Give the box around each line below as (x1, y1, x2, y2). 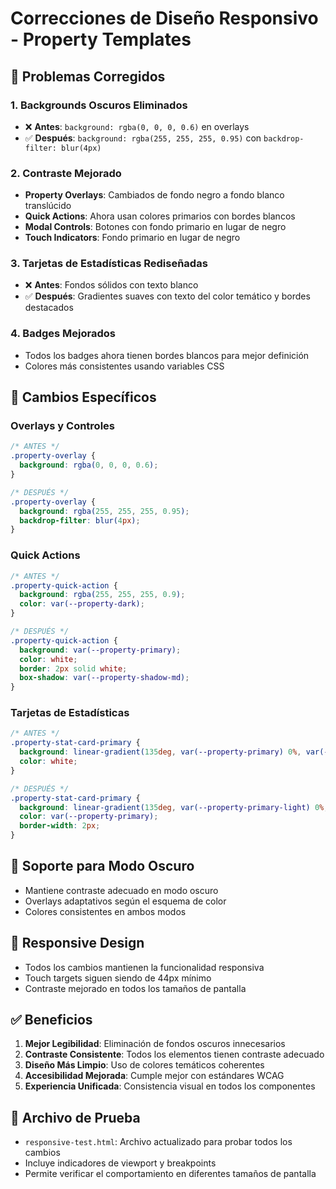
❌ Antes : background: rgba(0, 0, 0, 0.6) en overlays (24, 120, 250, 132)
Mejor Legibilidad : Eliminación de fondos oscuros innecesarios (24, 1038, 286, 1050)
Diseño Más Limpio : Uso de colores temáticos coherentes (24, 1059, 265, 1071)
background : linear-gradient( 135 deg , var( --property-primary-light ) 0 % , (19, 802, 329, 812)
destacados (24, 302, 74, 314)
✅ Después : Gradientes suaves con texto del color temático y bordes (24, 290, 311, 302)
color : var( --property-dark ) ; (19, 599, 145, 609)
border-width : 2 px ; (19, 821, 101, 831)
